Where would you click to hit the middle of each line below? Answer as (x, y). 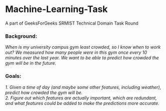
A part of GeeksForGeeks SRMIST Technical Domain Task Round (72, 23)
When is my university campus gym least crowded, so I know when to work (83, 47)
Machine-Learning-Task (56, 9)
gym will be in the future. (31, 63)
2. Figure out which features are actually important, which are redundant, (81, 98)
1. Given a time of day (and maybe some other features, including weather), (83, 87)
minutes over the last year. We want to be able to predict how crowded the (82, 58)
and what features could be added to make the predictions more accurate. (82, 103)
